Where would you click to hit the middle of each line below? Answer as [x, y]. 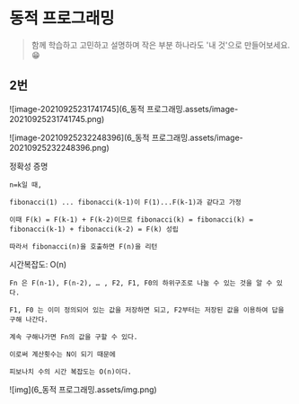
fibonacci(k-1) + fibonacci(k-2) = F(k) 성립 [94, 229]
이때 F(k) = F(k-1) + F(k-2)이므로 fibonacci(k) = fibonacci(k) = [132, 220]
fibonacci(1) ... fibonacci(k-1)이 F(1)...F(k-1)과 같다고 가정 [126, 202]
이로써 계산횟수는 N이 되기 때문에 [62, 354]
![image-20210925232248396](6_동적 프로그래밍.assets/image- [127, 137]
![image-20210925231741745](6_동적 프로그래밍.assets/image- [124, 109]
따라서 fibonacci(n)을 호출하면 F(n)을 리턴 [84, 246]
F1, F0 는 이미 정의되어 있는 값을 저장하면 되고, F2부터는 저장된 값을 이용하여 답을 [147, 310]
